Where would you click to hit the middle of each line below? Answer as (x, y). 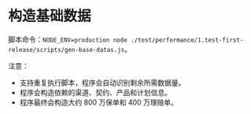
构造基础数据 (50, 16)
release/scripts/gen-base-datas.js (66, 50)
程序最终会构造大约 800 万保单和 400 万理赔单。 (99, 102)
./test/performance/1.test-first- (187, 40)
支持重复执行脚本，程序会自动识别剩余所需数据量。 (102, 83)
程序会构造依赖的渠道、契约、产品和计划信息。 (95, 92)
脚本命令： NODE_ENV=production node (68, 39)
